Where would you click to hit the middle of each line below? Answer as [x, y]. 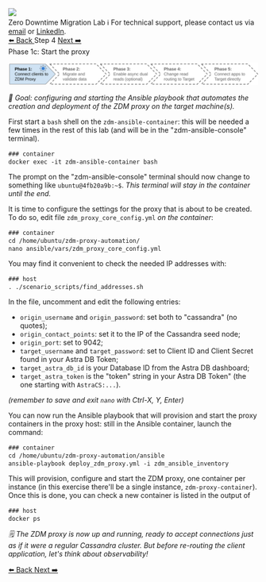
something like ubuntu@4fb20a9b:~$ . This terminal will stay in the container [129, 185]
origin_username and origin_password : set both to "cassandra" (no [128, 318]
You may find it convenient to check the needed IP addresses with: [118, 264]
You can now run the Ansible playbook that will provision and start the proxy [133, 415]
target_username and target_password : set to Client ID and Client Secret [137, 351]
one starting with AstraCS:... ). [70, 385]
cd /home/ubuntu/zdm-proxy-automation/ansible [87, 456]
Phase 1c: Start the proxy [49, 52]
